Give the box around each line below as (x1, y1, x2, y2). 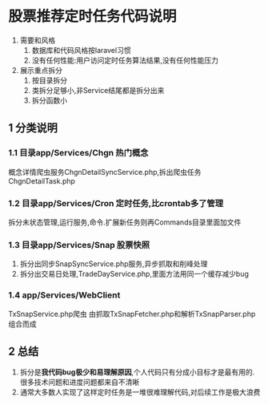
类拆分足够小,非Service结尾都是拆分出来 (31, 85, 165, 95)
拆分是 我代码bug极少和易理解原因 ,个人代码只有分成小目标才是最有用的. (19, 367, 255, 377)
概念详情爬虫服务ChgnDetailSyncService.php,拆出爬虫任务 (8, 167, 202, 176)
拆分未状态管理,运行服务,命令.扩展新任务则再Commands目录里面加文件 (8, 217, 242, 227)
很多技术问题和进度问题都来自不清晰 (19, 378, 140, 387)
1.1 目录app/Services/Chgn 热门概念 (8, 148, 149, 159)
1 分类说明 (8, 121, 58, 135)
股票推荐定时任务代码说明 (8, 7, 178, 26)
